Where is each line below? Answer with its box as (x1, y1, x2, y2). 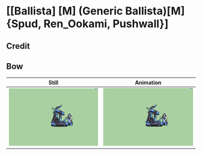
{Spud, (6, 17, 41, 31)
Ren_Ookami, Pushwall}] (43, 17, 169, 31)
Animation (135, 79, 162, 86)
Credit (6, 41, 30, 51)
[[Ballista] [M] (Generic (6, 4, 123, 18)
